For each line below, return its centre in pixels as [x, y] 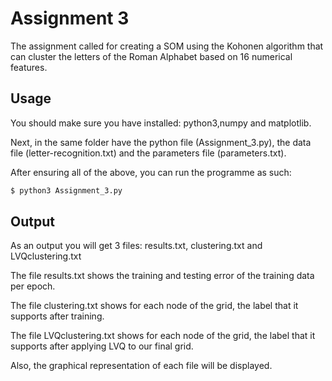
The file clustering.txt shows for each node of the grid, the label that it [154, 306]
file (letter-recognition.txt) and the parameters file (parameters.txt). [148, 153]
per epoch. [33, 286]
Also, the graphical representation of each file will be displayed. [141, 366]
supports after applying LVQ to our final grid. [102, 346]
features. [29, 67]
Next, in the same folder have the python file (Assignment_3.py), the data [161, 142]
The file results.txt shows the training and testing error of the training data [162, 276]
